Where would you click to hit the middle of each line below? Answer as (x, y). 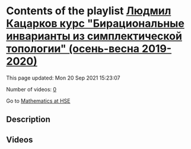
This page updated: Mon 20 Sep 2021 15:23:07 (63, 78)
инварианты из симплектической (94, 36)
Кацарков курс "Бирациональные (95, 23)
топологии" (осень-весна (73, 49)
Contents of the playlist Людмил (89, 11)
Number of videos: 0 (31, 89)
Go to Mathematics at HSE (38, 101)
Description (28, 120)
